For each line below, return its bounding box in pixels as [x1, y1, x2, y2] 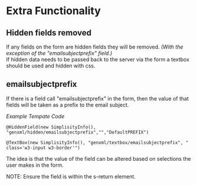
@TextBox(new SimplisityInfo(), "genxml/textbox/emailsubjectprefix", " [6, 139, 189, 145]
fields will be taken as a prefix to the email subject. [6, 101, 129, 108]
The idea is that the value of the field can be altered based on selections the [6, 155, 191, 162]
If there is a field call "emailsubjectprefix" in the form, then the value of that [6, 95, 189, 102]
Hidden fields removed [6, 28, 91, 38]
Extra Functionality [6, 4, 101, 18]
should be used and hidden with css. [6, 62, 96, 69]
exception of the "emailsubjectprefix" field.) [6, 50, 113, 57]
